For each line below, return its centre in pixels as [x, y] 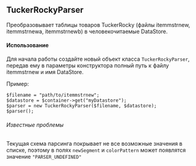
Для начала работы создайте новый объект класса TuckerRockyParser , [98, 59]
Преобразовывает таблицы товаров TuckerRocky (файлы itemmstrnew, [98, 25]
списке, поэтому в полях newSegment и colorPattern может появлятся [96, 150]
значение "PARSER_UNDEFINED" [44, 157]
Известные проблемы [35, 124]
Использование [27, 45]
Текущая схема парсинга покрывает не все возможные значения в [94, 144]
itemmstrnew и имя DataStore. [45, 72]
